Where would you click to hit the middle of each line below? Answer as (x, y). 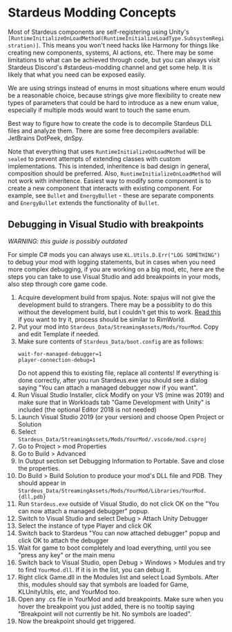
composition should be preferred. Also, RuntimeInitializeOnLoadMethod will (115, 173)
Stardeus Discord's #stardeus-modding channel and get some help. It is (110, 67)
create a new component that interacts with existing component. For (105, 188)
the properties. (39, 468)
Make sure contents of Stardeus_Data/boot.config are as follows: (111, 341)
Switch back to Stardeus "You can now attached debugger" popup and (119, 533)
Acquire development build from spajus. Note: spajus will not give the (117, 297)
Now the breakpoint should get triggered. (77, 621)
